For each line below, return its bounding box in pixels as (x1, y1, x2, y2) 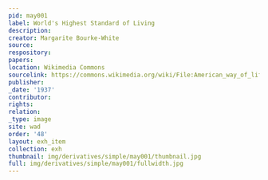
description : (8, 26, 52, 34)
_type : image (8, 115, 52, 123)
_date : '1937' (8, 85, 56, 94)
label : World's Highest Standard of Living (8, 19, 156, 27)
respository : (8, 49, 52, 57)
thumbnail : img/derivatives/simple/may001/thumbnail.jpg (8, 152, 202, 160)
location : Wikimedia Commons (8, 64, 105, 72)
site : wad (8, 123, 41, 131)
